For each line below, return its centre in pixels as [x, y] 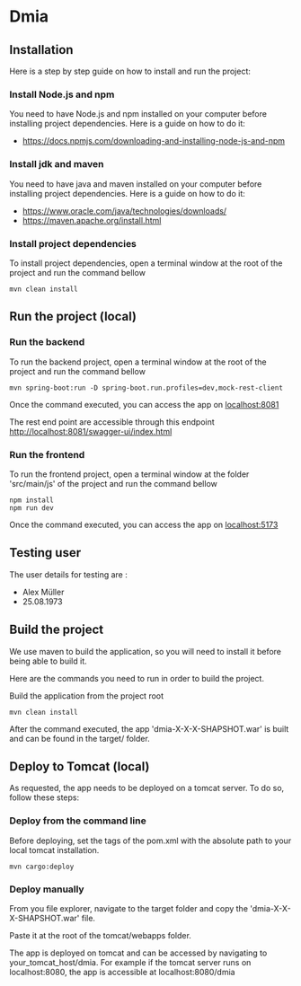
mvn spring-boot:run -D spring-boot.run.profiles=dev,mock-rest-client [146, 388]
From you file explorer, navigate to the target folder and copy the [129, 908]
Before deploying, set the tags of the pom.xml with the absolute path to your [150, 841]
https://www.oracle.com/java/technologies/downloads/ [124, 211]
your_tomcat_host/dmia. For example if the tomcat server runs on [130, 962]
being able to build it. [48, 661]
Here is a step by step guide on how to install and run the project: [130, 71]
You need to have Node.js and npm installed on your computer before [138, 114]
